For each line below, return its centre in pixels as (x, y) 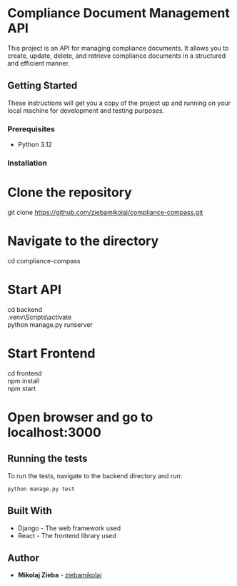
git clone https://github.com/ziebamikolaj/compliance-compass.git (105, 212)
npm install (24, 380)
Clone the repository (70, 192)
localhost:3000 (54, 432)
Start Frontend (51, 353)
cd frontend (25, 373)
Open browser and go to (80, 417)
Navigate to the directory (83, 241)
